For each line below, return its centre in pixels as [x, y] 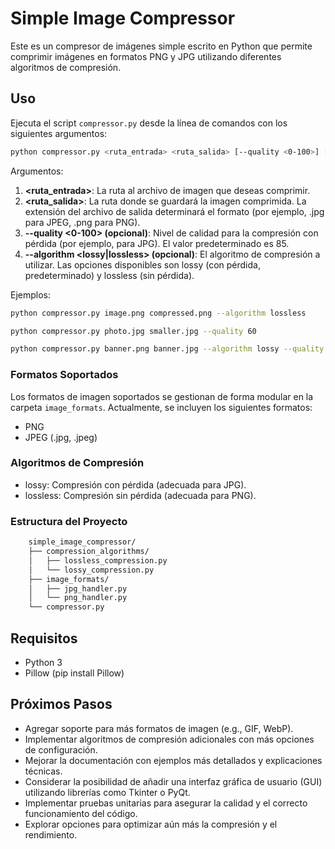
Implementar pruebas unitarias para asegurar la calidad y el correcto [166, 803]
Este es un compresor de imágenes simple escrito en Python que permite [161, 46]
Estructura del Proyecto [69, 521]
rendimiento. [51, 834]
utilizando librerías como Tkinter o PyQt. [107, 792]
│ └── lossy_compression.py [91, 570]
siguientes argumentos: [59, 133]
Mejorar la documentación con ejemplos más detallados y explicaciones [173, 760]
